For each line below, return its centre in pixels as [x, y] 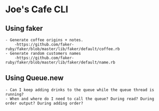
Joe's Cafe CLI [37, 9]
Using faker [24, 28]
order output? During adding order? [44, 103]
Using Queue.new [35, 78]
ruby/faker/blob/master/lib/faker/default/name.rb [60, 62]
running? [15, 94]
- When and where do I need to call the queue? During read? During [80, 99]
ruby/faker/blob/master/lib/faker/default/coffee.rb [63, 49]
